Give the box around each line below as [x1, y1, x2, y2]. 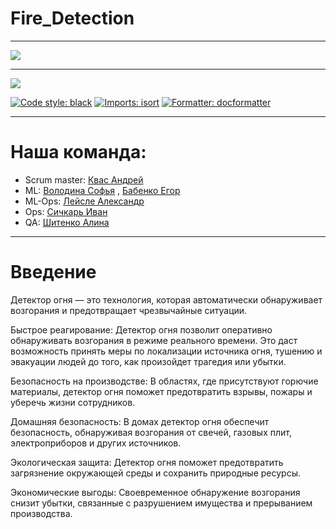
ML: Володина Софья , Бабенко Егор [24, 184, 181, 196]
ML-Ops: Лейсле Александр [24, 195, 145, 207]
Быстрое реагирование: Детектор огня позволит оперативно [10, 323, 273, 336]
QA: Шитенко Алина [24, 216, 110, 228]
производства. [10, 507, 73, 519]
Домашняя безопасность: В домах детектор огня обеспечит [10, 415, 270, 427]
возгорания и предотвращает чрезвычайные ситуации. [10, 304, 248, 316]
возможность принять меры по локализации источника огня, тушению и [10, 345, 323, 357]
